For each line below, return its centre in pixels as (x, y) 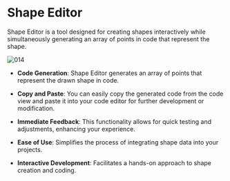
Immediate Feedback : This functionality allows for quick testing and (114, 121)
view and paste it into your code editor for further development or (111, 100)
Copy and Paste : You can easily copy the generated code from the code (120, 94)
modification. (36, 108)
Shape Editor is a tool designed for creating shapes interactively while (106, 32)
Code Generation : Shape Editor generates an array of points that (109, 73)
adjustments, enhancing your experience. (76, 129)
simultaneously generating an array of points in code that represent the (108, 39)
